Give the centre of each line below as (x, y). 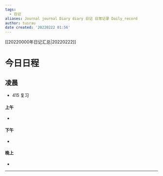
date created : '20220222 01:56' (38, 28)
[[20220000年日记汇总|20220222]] (41, 42)
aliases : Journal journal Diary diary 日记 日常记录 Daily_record (71, 18)
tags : (10, 9)
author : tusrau (20, 23)
